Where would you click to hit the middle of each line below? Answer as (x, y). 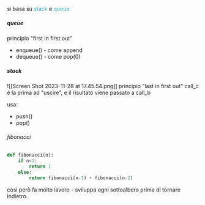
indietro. (17, 196)
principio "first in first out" (40, 38)
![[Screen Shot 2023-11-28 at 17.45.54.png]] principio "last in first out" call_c (103, 86)
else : (25, 172)
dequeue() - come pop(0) (48, 56)
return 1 (40, 166)
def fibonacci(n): (30, 155)
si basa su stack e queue (38, 9)
